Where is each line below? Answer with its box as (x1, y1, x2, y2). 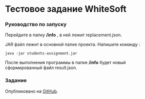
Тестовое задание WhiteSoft (5, 3, 127, 15)
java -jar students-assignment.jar (5, 51, 78, 56)
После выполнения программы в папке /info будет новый (5, 60, 126, 66)
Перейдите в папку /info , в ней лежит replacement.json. (5, 32, 122, 38)
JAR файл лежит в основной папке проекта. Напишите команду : (5, 42, 141, 48)
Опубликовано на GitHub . (5, 88, 59, 94)
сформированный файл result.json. (5, 65, 77, 71)
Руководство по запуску (5, 21, 67, 28)
